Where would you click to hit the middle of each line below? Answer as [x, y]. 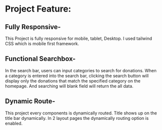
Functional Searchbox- [40, 59]
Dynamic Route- [30, 101]
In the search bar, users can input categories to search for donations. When [81, 70]
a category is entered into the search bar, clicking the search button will [77, 76]
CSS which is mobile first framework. [42, 44]
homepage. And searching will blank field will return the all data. [69, 86]
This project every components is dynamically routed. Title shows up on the [81, 113]
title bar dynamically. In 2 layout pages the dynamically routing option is [77, 118]
